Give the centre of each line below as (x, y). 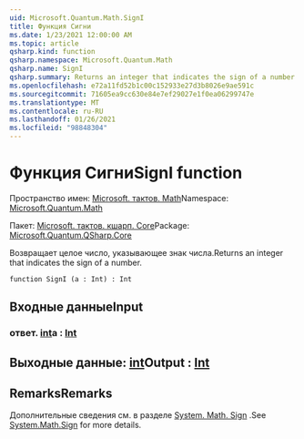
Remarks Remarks (61, 394)
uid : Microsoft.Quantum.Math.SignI (77, 18)
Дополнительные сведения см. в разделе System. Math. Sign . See (138, 415)
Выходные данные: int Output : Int (110, 362)
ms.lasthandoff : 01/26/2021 (63, 119)
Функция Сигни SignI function (126, 173)
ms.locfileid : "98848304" (58, 128)
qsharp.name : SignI (46, 69)
